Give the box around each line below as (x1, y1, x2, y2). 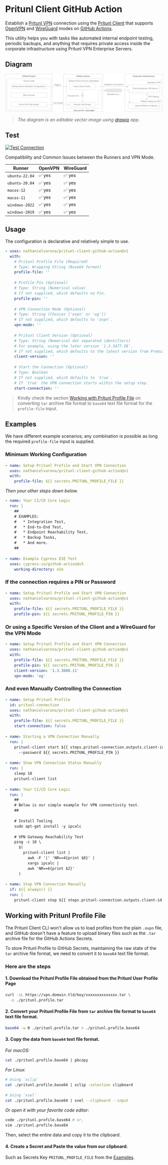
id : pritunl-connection (9, 702, 59, 707)
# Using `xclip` (5, 1077, 39, 1082)
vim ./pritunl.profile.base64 (5, 1123, 68, 1128)
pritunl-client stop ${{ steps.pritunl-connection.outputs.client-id (14, 898, 162, 903)
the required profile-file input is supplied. (5, 439, 95, 445)
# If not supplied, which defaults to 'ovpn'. (14, 317, 113, 322)
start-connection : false (14, 724, 66, 729)
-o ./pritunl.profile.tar (9, 997, 64, 1002)
